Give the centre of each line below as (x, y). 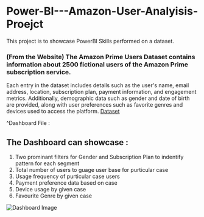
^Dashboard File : (28, 123)
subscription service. (39, 72)
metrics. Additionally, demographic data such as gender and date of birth (98, 98)
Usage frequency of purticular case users (67, 176)
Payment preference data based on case (66, 183)
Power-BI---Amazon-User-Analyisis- (102, 11)
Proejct (25, 24)
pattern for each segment (47, 163)
